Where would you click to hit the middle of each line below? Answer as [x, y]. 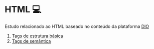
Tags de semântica [31, 41]
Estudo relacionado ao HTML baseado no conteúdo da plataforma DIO [77, 26]
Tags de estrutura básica [37, 36]
